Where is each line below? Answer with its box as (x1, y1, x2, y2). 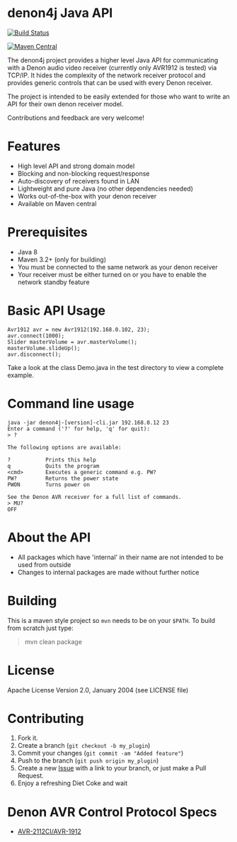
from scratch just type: (7, 624, 74, 632)
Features (7, 138, 61, 155)
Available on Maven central (17, 199, 97, 208)
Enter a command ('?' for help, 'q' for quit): (7, 425, 151, 432)
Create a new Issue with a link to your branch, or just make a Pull (17, 764, 207, 773)
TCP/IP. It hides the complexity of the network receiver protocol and (7, 71, 206, 79)
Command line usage (7, 395, 134, 412)
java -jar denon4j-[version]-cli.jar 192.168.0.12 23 (7, 419, 170, 426)
